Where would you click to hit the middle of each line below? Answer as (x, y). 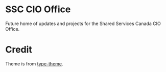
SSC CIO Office (38, 9)
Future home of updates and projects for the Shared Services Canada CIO (83, 23)
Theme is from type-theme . (34, 64)
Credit (19, 50)
